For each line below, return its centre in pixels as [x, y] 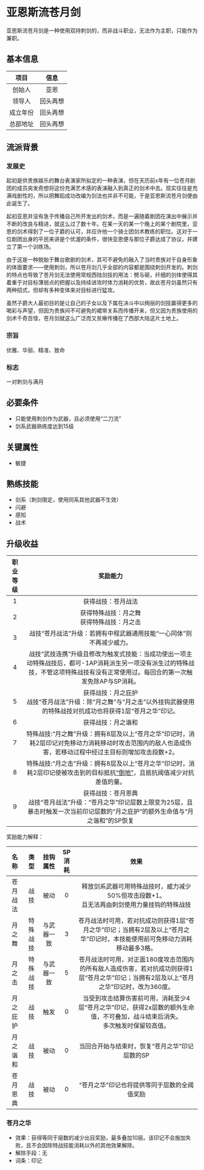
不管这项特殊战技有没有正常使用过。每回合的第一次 [114, 672]
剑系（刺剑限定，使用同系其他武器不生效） [68, 500]
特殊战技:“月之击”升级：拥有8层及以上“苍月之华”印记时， [107, 763]
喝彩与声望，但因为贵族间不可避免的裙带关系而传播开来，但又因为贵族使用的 [102, 310]
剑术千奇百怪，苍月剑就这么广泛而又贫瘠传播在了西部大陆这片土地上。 [94, 318]
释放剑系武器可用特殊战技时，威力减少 [136, 886]
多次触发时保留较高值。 [136, 1026]
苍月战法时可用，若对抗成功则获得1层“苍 [136, 921]
